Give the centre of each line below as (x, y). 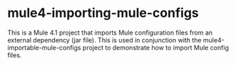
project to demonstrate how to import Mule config (156, 47)
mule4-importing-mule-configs (103, 13)
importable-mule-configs (44, 47)
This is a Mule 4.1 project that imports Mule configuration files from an (110, 32)
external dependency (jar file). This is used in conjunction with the (104, 40)
